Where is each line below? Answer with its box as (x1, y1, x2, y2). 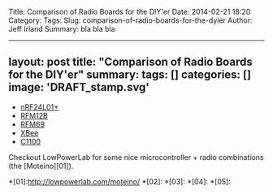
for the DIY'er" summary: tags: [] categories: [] (8, 68, 252, 82)
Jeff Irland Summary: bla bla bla (8, 24, 115, 33)
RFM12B (19, 110, 49, 120)
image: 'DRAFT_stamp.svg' (8, 80, 150, 94)
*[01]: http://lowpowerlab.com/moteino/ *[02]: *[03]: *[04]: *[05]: (8, 176, 232, 186)
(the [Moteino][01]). (8, 161, 74, 170)
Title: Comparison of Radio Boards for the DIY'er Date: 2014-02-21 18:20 (8, 7, 251, 16)
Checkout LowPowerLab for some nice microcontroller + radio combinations (8, 152, 264, 162)
